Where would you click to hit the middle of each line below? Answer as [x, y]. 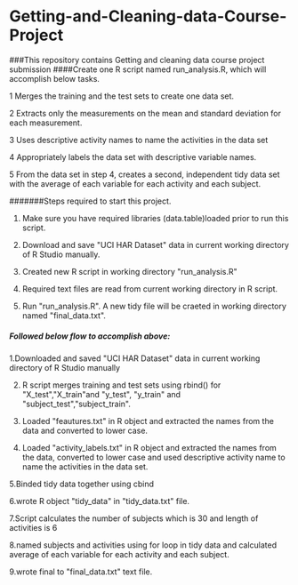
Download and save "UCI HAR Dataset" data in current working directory [155, 244]
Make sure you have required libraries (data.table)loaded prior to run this [155, 218]
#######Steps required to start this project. [90, 201]
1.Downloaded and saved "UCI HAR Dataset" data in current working [135, 358]
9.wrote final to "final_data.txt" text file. [81, 572]
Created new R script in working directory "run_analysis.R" [129, 271]
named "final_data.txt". [64, 315]
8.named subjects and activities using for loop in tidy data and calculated [143, 545]
